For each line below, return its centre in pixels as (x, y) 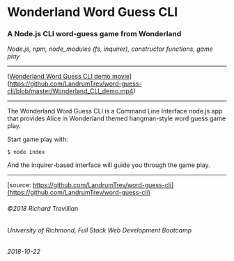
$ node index (26, 152)
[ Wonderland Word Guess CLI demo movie (69, 77)
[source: (19, 185)
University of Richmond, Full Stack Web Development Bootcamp (100, 230)
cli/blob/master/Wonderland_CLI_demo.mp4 (70, 91)
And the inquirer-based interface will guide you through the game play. (109, 165)
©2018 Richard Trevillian (43, 209)
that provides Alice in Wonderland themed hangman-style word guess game (117, 118)
